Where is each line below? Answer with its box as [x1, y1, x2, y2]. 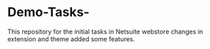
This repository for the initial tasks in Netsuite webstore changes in [7, 27, 204, 36]
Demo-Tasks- [7, 4, 90, 20]
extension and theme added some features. [7, 34, 135, 43]
